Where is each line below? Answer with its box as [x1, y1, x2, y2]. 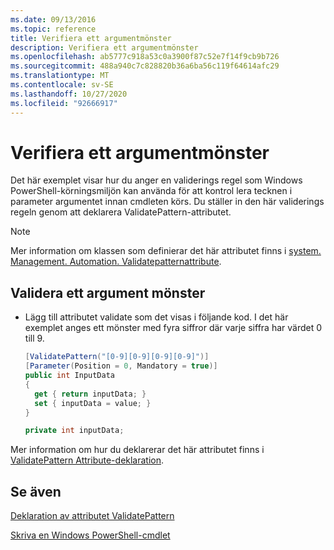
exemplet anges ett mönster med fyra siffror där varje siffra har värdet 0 [24, 322, 323, 334]
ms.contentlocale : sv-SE [10, 80, 114, 90]
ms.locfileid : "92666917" [10, 98, 118, 108]
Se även [10, 483, 62, 500]
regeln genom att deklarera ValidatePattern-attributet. [10, 206, 232, 218]
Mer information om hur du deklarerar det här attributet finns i [10, 444, 265, 456]
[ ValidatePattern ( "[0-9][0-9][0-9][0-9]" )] [24, 352, 210, 362]
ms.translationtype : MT [10, 71, 110, 81]
